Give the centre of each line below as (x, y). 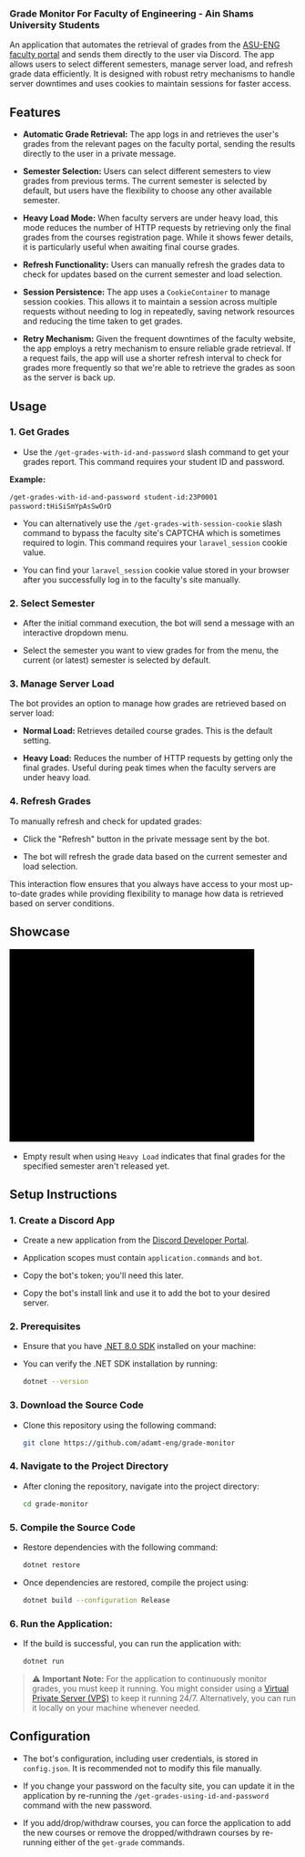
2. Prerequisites (46, 1326)
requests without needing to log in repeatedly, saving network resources (158, 312)
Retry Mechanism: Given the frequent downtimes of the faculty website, (159, 339)
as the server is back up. (69, 377)
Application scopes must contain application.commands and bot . (142, 1258)
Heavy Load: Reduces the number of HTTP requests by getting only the (158, 758)
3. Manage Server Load (62, 684)
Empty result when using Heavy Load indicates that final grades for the (154, 1156)
